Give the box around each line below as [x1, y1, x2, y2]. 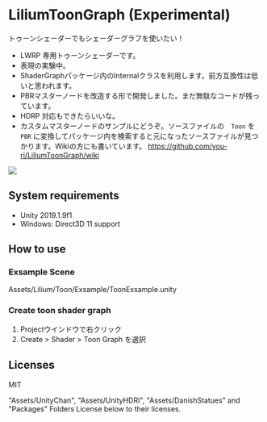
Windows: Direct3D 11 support [19, 219, 121, 228]
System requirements [8, 189, 119, 203]
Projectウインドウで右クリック [19, 324, 123, 334]
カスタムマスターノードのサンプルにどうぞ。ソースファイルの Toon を [19, 121, 256, 131]
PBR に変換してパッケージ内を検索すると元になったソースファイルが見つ [19, 131, 259, 140]
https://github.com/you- [148, 141, 227, 151]
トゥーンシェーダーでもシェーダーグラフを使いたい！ [8, 33, 185, 43]
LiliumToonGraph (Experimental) [8, 6, 232, 24]
